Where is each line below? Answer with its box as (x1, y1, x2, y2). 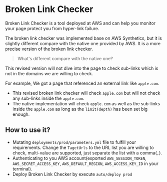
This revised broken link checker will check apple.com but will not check (12, 90, 160, 96)
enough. (12, 111, 30, 117)
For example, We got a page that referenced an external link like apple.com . (5, 80, 160, 86)
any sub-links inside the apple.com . (12, 95, 84, 101)
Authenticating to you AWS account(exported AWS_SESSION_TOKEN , (12, 155, 146, 161)
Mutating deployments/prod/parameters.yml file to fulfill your (12, 139, 136, 145)
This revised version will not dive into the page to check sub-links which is (5, 65, 158, 71)
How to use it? (5, 126, 50, 134)
